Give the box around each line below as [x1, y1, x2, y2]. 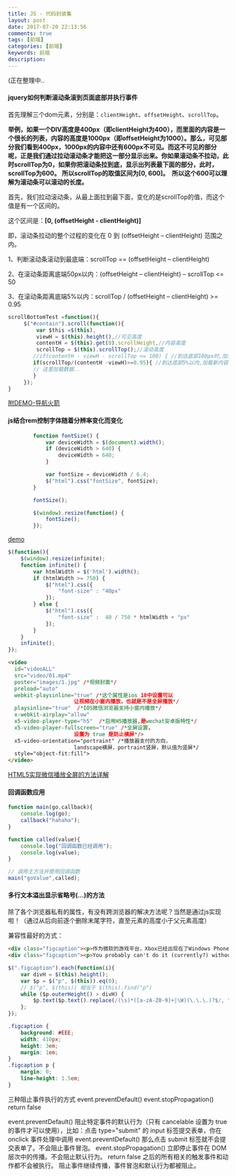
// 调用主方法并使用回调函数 [8, 868, 81, 875]
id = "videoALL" [14, 665, 55, 673]
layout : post [8, 17, 46, 24]
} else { [33, 601, 59, 608]
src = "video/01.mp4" [14, 672, 71, 679]
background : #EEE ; [20, 1029, 74, 1036]
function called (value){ [8, 836, 81, 843]
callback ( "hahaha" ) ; [20, 817, 81, 824]
